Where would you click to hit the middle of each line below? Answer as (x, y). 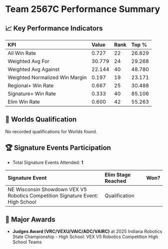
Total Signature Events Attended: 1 (48, 162)
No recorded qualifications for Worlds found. (51, 131)
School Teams (27, 242)
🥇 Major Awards (30, 220)
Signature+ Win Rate (32, 94)
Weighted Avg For (29, 61)
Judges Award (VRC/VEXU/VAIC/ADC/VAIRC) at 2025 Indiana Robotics (87, 232)
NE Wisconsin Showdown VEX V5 (47, 189)
